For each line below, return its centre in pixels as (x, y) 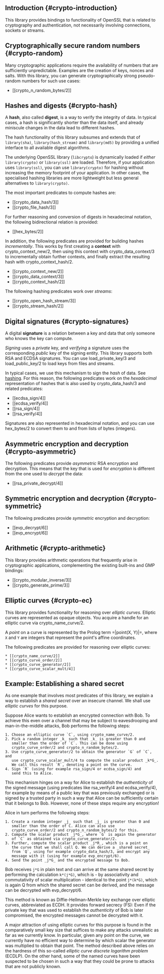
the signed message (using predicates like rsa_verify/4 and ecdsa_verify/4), (81, 788)
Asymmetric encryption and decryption (67, 444)
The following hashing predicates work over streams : (59, 292)
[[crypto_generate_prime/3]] (41, 585)
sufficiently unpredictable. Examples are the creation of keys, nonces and (79, 70)
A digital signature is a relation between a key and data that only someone (80, 333)
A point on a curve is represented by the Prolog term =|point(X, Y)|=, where (81, 632)
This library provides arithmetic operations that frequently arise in (71, 560)
